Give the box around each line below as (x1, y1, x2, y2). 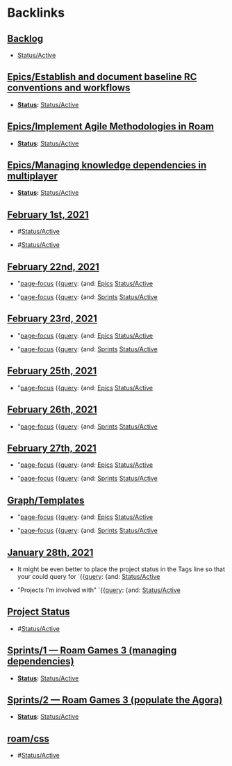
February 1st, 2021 (7, 209, 89, 221)
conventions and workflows (7, 82, 131, 94)
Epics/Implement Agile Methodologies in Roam (7, 120, 214, 133)
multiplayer (7, 170, 58, 182)
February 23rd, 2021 (7, 313, 97, 325)
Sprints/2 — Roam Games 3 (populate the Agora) (7, 694, 223, 705)
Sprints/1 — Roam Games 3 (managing (7, 645, 177, 657)
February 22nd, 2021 (7, 261, 99, 273)
